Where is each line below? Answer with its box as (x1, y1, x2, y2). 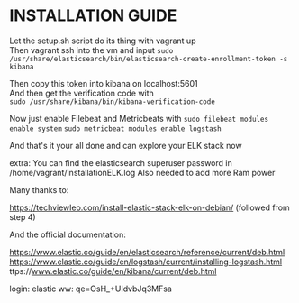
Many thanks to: (9, 184, 69, 195)
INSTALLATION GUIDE (9, 5, 177, 26)
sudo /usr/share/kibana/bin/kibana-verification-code (9, 96, 216, 106)
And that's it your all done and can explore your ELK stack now (9, 140, 242, 151)
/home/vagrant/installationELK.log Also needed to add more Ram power (9, 167, 276, 178)
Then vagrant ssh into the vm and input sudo (9, 44, 174, 55)
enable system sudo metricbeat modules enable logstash (9, 124, 222, 133)
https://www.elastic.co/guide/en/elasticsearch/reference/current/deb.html (9, 246, 285, 257)
